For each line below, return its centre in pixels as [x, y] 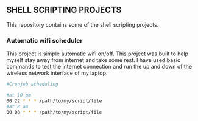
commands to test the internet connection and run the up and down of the [99, 67]
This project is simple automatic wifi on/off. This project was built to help [97, 54]
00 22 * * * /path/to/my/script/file [54, 101]
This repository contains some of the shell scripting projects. [83, 24]
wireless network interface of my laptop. [57, 73]
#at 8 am [17, 106]
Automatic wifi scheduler [44, 40]
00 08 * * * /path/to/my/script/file [54, 112]
